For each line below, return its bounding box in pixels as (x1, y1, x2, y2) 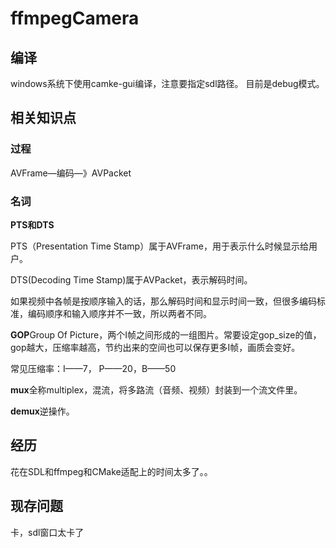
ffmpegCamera (10, 7, 140, 30)
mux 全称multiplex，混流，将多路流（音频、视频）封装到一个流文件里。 (10, 383, 303, 396)
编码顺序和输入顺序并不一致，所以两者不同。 (27, 307, 212, 319)
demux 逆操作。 (10, 405, 75, 417)
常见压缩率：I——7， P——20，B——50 (10, 362, 177, 374)
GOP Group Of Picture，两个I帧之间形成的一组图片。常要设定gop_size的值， (10, 328, 322, 341)
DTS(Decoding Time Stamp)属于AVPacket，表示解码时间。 (10, 273, 253, 286)
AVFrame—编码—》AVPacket (10, 167, 132, 179)
